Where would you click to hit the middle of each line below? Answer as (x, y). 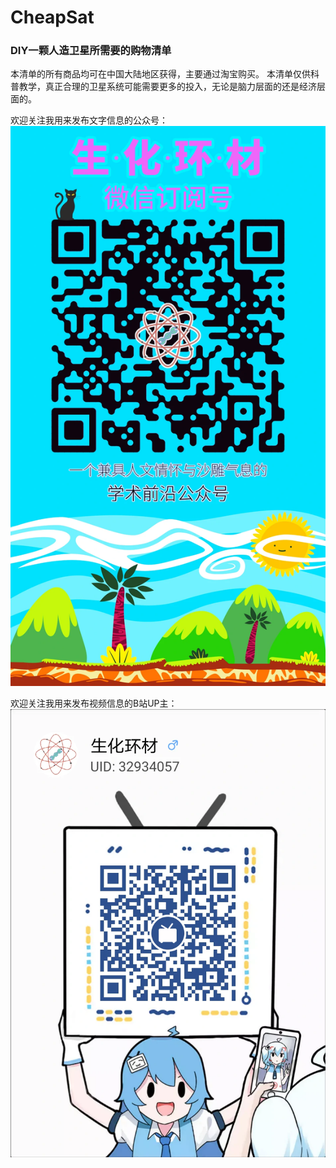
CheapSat (52, 17)
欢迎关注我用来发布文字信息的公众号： (89, 120)
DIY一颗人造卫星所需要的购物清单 (91, 51)
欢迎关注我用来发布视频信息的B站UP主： (94, 703)
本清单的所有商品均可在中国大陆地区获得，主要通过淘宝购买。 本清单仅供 (160, 74)
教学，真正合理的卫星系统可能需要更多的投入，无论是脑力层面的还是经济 (167, 87)
